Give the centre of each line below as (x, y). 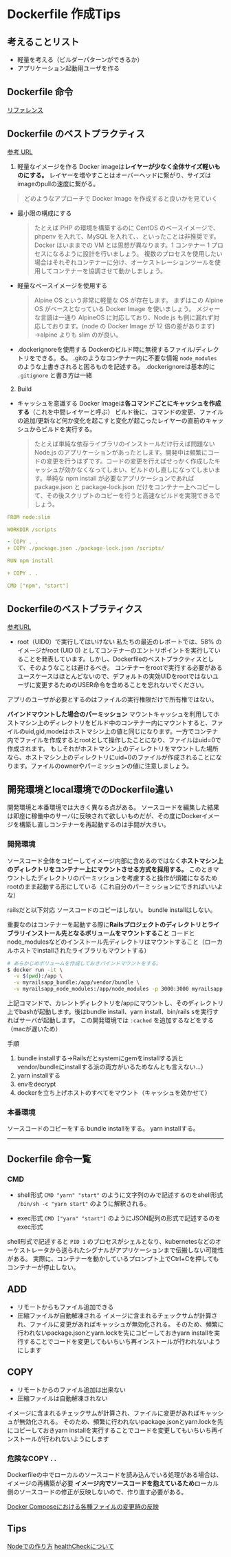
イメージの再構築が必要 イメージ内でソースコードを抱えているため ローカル (113, 1483)
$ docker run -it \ (35, 970)
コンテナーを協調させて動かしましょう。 (110, 270)
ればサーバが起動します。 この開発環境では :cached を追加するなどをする (111, 1020)
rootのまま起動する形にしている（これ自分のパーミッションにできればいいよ (115, 886)
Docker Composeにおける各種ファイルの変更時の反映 (83, 1506)
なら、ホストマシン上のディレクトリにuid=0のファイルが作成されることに (112, 757)
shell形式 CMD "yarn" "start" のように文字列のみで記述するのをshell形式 (120, 1195)
